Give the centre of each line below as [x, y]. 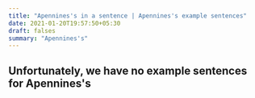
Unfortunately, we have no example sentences [128, 70]
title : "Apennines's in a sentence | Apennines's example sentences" [128, 16]
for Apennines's [50, 83]
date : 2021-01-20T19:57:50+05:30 [65, 23]
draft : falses [32, 31]
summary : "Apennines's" [48, 38]
